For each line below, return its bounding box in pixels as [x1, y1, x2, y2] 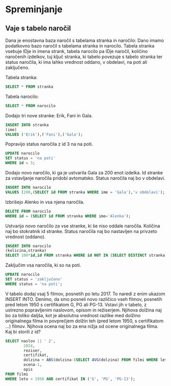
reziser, [23, 348, 42, 353]
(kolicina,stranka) [5, 248, 47, 253]
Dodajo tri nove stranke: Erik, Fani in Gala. [5, 112, 93, 118]
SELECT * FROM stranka [5, 84, 53, 89]
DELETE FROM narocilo [5, 209, 51, 214]
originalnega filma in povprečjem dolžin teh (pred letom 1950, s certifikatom [5, 318, 164, 324]
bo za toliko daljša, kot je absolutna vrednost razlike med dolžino [5, 312, 141, 318]
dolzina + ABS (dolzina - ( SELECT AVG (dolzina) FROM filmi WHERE [23, 357, 158, 363]
